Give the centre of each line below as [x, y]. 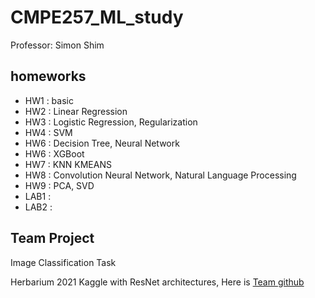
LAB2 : [38, 207]
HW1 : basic [49, 100]
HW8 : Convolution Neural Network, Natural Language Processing [160, 175]
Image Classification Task [63, 262]
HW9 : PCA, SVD [59, 185]
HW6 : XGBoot [54, 153]
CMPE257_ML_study [97, 17]
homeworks [48, 76]
